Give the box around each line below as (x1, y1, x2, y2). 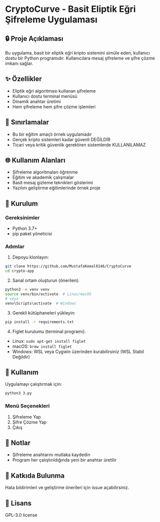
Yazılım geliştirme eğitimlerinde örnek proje (12, 185, 101, 191)
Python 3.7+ (12, 225, 38, 231)
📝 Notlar (5, 438, 31, 447)
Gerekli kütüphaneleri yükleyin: (12, 310, 76, 315)
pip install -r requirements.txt (5, 319, 74, 324)
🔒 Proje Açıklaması (5, 34, 64, 43)
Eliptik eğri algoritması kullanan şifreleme (12, 88, 96, 94)
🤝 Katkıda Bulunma (5, 471, 65, 480)
